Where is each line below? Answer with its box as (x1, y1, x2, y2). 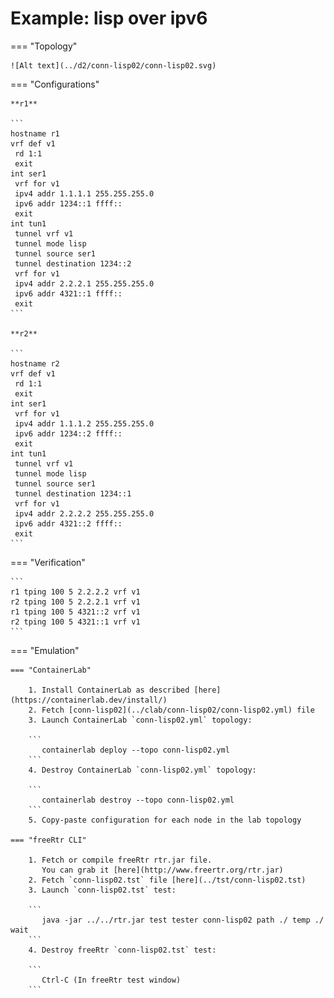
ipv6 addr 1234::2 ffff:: (14, 428, 123, 439)
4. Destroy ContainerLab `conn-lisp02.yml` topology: (28, 765, 257, 775)
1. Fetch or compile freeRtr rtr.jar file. (28, 855, 213, 865)
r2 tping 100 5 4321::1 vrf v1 (10, 617, 141, 627)
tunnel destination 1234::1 (14, 488, 132, 499)
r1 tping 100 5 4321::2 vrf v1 (10, 607, 141, 617)
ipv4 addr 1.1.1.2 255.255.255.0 (14, 418, 155, 429)
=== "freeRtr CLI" (10, 835, 87, 845)
